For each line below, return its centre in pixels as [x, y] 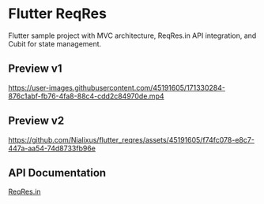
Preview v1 [35, 69]
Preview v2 [36, 121]
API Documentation [57, 173]
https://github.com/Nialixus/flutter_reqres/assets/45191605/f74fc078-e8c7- [132, 139]
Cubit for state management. [55, 43]
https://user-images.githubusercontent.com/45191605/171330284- [117, 87]
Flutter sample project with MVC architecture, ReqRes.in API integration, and [132, 35]
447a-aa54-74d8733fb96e [52, 148]
